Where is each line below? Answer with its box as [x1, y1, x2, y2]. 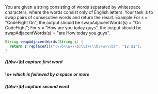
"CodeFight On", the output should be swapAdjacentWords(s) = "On [5, 19, 141, 25]
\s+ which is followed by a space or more [5, 71, 90, 77]
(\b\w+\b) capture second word [5, 83, 69, 89]
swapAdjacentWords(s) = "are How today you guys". [5, 30, 111, 36]
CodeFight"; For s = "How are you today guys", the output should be [5, 25, 142, 31]
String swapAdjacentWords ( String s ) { [5, 39, 83, 44]
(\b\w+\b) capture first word [5, 59, 63, 65]
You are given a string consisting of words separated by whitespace [5, 4, 141, 10]
